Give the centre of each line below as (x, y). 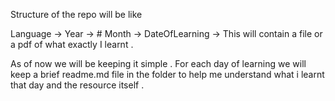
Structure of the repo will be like (76, 14)
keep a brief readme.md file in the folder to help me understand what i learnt (167, 74)
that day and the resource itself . (77, 85)
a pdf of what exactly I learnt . (72, 44)
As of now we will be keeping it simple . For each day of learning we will (158, 63)
